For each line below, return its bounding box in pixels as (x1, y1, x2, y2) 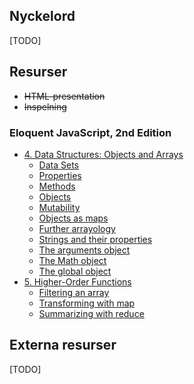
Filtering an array (38, 286, 110, 298)
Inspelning (23, 100, 67, 113)
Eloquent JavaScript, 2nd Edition (9, 125, 172, 139)
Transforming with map (38, 297, 136, 309)
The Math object (38, 254, 107, 266)
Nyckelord (9, 8, 76, 25)
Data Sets (38, 159, 79, 171)
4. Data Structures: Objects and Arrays (23, 148, 184, 160)
